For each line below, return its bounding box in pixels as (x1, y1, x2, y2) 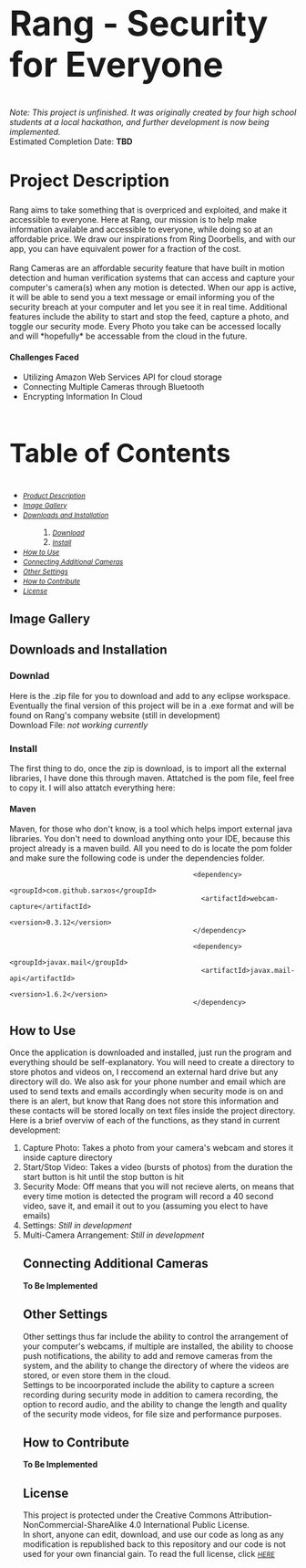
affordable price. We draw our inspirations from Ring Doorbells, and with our (9, 234, 296, 245)
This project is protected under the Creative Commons (22, 1510, 228, 1521)
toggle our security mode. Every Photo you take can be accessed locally (9, 321, 281, 332)
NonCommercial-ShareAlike (22, 1520, 127, 1531)
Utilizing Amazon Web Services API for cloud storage (22, 371, 223, 382)
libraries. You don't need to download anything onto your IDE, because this (9, 833, 291, 844)
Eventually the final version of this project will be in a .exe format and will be (9, 700, 294, 711)
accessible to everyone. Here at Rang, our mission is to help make (9, 214, 258, 225)
